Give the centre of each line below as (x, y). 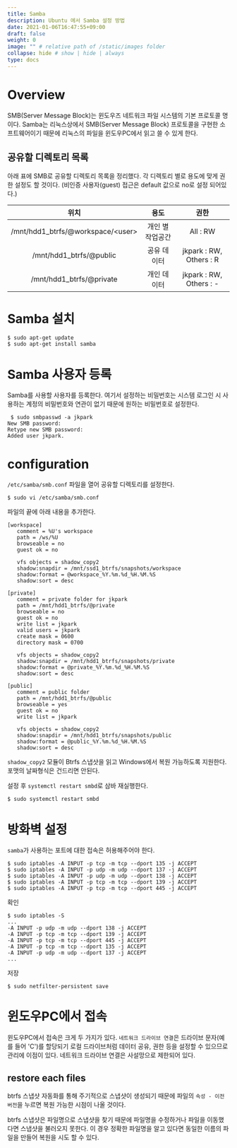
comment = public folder (53, 692)
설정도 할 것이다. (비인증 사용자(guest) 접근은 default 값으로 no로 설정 (111, 184)
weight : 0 (22, 40)
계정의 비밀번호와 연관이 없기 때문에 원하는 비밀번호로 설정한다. (113, 404)
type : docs (23, 60)
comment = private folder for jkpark (72, 599)
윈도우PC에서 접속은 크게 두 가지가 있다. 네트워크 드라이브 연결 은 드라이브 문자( (113, 1038)
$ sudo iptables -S (36, 916)
